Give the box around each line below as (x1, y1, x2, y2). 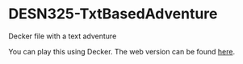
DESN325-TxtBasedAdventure (8, 5, 218, 23)
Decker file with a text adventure (8, 31, 117, 41)
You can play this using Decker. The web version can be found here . (8, 46, 236, 56)
